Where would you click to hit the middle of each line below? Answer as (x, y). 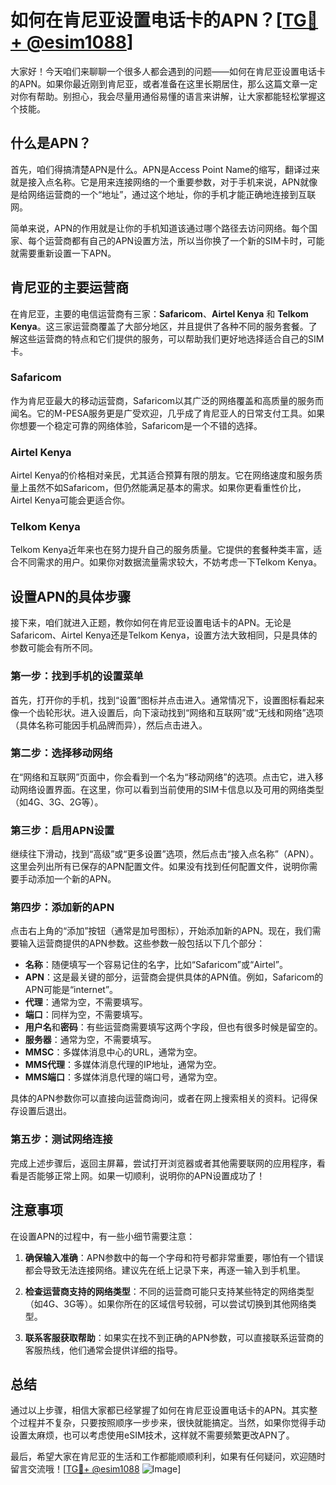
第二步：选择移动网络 (61, 753)
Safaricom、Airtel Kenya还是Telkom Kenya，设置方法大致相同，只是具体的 (164, 635)
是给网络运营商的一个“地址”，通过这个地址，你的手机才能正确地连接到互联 (163, 194)
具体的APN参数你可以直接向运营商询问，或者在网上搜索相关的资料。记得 (160, 1098)
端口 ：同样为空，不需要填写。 (86, 1015)
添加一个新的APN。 (76, 879)
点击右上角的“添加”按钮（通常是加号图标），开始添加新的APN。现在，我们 (161, 931)
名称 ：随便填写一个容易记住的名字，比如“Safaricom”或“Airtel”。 (156, 965)
